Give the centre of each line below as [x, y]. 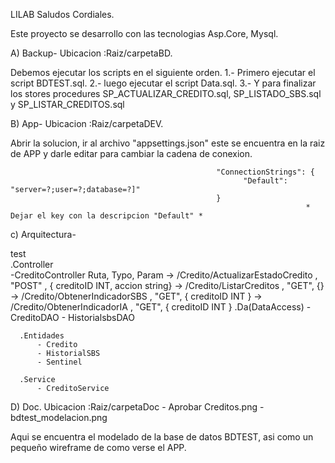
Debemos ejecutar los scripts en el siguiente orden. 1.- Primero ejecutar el [163, 72]
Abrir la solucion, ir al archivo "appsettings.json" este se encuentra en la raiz [168, 143]
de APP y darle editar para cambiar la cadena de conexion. [131, 153]
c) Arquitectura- [43, 234]
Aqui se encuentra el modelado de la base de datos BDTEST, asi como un [162, 437]
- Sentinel [59, 362]
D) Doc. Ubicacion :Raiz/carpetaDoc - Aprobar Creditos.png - [137, 407]
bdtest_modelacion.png [59, 417]
